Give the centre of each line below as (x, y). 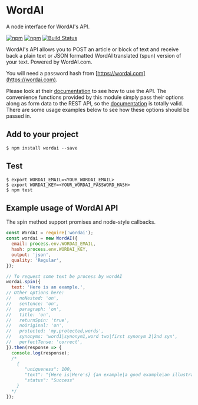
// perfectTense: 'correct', (44, 342)
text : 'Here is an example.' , (48, 287)
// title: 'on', (29, 315)
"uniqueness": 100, (48, 369)
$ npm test (19, 190)
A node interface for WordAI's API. (48, 26)
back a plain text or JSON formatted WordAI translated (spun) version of (94, 55)
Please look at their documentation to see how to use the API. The (86, 91)
